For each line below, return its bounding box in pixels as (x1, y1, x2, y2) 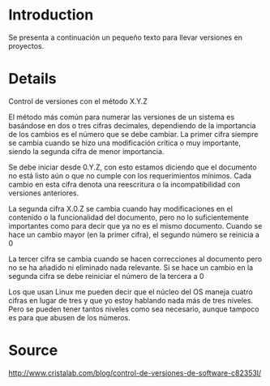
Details (8, 70, 57, 88)
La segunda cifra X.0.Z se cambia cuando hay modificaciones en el (8, 204, 234, 213)
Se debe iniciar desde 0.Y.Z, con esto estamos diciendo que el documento (8, 162, 257, 172)
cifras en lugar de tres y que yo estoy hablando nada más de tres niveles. (8, 295, 254, 305)
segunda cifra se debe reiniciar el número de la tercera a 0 (8, 271, 204, 281)
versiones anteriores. (8, 188, 79, 198)
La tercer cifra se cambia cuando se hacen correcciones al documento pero (8, 254, 262, 264)
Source (8, 341, 58, 360)
